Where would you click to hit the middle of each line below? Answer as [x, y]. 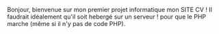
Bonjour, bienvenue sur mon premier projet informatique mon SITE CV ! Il [109, 10]
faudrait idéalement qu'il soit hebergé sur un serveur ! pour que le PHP [107, 17]
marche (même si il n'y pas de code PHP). [66, 24]
